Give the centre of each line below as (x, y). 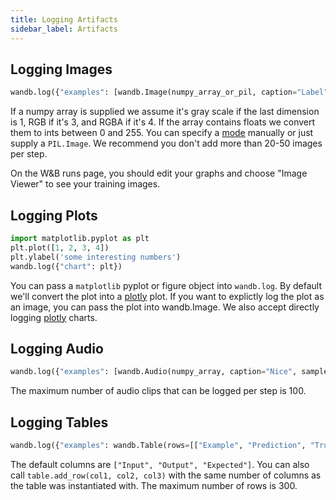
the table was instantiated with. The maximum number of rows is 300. (154, 485)
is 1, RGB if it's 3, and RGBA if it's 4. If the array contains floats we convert (163, 122)
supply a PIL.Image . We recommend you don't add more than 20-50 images (166, 143)
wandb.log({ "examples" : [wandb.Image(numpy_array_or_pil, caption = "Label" (169, 92)
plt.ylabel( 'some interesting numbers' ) (96, 257)
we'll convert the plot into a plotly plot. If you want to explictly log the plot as (167, 296)
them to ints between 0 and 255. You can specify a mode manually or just (162, 133)
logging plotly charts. (54, 317)
